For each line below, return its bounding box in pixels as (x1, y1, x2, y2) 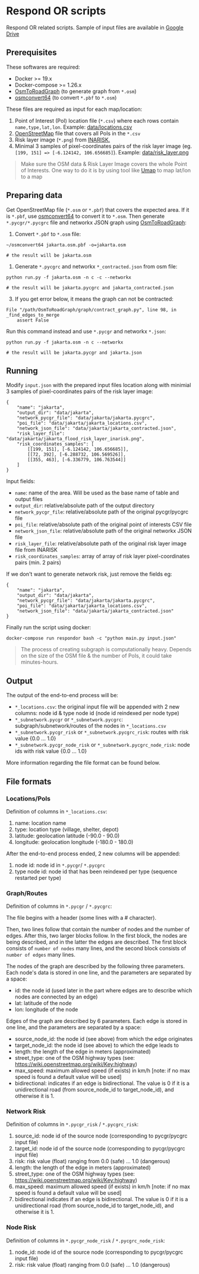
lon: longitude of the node (14, 1006, 78, 1013)
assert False (17, 317, 49, 323)
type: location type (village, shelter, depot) (14, 825, 119, 833)
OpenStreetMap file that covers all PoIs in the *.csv (14, 129, 141, 137)
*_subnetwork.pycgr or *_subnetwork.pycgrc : (14, 716, 124, 723)
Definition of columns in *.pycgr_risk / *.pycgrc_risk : (6, 1121, 139, 1128)
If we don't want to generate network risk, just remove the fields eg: (6, 571, 172, 578)
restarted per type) (14, 874, 61, 881)
